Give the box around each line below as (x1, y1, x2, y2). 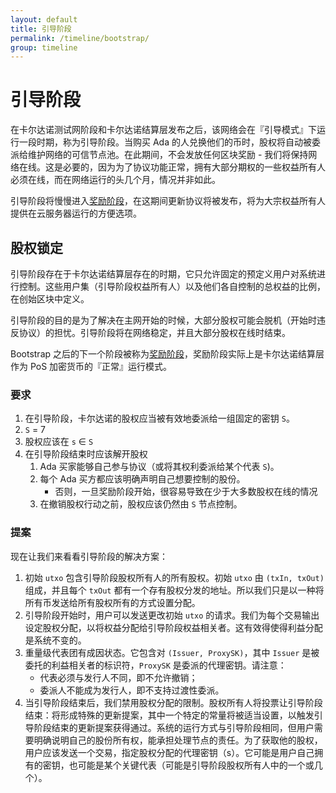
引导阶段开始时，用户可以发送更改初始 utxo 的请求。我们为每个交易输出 (24, 609, 320, 621)
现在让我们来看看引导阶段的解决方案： (10, 550, 168, 562)
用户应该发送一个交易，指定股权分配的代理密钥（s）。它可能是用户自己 (24, 746, 315, 758)
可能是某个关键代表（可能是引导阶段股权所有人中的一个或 (77, 759, 315, 771)
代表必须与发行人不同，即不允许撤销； (39, 671, 198, 683)
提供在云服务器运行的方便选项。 (10, 207, 142, 220)
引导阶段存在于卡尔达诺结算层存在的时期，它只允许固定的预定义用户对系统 (10, 268, 317, 280)
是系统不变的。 (24, 634, 87, 646)
